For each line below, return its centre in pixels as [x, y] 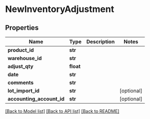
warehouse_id [25, 58]
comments [21, 82]
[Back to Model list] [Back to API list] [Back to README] [62, 111]
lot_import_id [24, 91]
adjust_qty [21, 66]
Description [101, 42]
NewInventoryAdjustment [60, 9]
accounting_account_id [36, 99]
